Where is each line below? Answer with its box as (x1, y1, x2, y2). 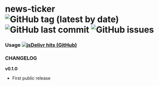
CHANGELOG (5, 55, 37, 62)
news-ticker (5, 3, 55, 15)
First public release (12, 75, 51, 81)
